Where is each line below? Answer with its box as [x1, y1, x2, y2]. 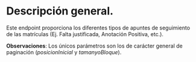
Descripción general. [6, 4, 113, 18]
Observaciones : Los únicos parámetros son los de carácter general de [6, 42, 183, 49]
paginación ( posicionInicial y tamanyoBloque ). [6, 48, 122, 55]
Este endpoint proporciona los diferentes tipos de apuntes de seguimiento [6, 24, 191, 31]
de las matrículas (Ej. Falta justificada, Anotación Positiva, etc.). [6, 30, 164, 37]
